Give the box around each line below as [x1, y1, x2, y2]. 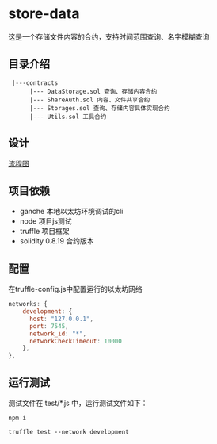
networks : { [8, 300, 48, 308]
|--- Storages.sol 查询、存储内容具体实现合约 [29, 104, 170, 112]
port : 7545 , [29, 322, 69, 330]
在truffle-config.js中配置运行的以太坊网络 [8, 285, 143, 294]
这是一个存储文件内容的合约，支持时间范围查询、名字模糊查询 [8, 32, 210, 41]
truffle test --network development [8, 428, 129, 436]
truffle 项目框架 [19, 227, 70, 236]
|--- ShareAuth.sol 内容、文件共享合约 [29, 96, 150, 104]
